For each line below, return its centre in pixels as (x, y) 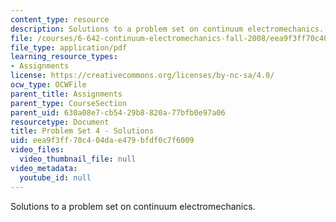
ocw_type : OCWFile (48, 85)
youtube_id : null (55, 177)
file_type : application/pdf (69, 47)
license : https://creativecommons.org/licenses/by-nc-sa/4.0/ (142, 76)
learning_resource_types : (64, 57)
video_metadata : (44, 168)
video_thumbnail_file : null (78, 159)
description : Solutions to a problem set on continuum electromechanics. (167, 29)
